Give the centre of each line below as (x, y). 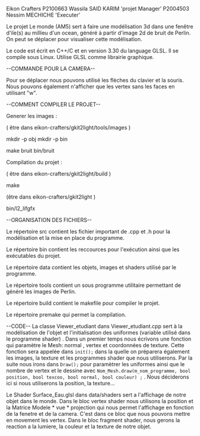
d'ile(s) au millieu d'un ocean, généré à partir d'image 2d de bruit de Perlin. (99, 33)
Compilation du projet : (34, 162)
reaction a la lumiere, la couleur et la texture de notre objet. (79, 426)
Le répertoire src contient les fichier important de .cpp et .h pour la (88, 231)
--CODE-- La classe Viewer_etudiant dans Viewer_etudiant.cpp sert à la (95, 326)
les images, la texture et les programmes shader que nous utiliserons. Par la (99, 358)
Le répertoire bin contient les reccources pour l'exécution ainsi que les (93, 249)
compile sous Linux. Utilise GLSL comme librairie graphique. (80, 57)
